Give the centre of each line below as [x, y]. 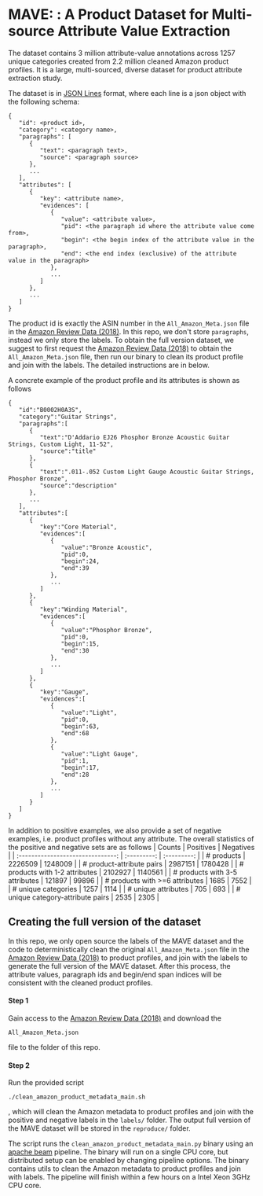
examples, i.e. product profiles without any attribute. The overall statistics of [131, 838]
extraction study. [35, 78]
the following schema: [44, 101]
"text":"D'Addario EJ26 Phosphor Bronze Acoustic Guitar [135, 437]
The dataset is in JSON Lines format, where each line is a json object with [127, 93]
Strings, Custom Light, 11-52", [61, 444]
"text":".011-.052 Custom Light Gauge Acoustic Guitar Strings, [147, 472]
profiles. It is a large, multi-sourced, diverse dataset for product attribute [125, 69]
